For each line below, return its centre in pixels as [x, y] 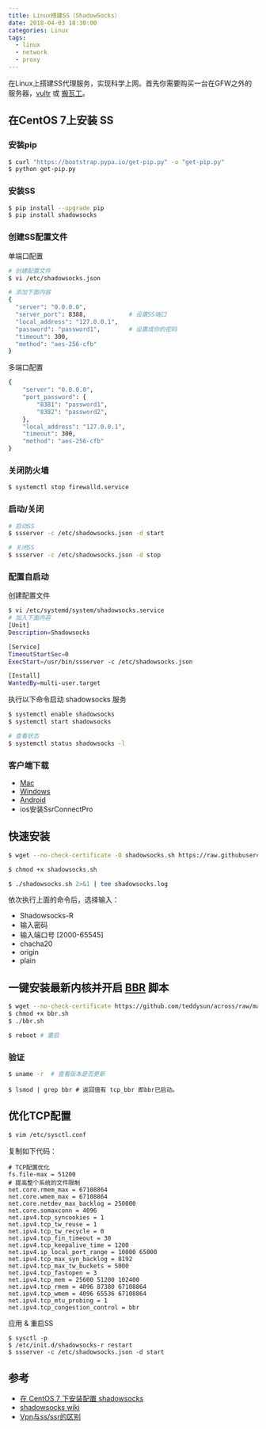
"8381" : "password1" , [72, 405]
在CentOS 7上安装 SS [61, 121]
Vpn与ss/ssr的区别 [50, 1417]
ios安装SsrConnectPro [56, 809]
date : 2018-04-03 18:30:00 [53, 23]
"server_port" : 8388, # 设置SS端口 [91, 315]
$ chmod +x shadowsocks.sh [53, 869]
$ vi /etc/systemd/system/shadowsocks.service [86, 610]
